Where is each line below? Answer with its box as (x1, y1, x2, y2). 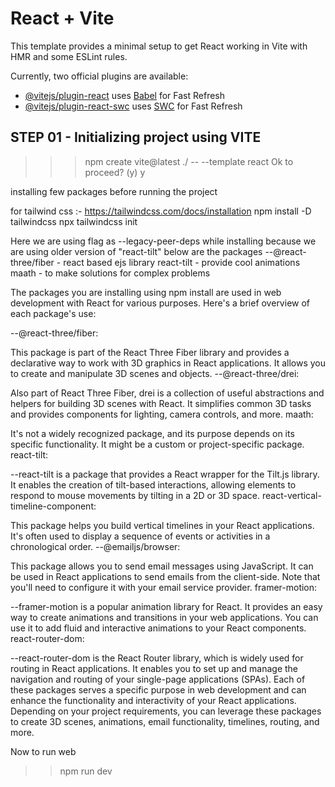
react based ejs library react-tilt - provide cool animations (63, 256, 301, 268)
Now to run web (10, 745, 77, 757)
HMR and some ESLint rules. (10, 50, 128, 62)
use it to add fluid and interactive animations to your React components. (10, 622, 307, 634)
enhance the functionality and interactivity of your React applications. (10, 694, 297, 706)
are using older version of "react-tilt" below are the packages (10, 245, 263, 257)
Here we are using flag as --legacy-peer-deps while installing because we (10, 235, 317, 247)
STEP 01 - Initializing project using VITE (10, 129, 262, 146)
